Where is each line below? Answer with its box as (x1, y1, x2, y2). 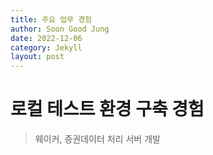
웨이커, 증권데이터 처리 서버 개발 (34, 133, 161, 145)
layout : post (10, 52, 65, 62)
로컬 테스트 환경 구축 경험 (10, 98, 205, 121)
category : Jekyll (10, 42, 83, 53)
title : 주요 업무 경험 (10, 14, 93, 25)
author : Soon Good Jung (10, 24, 110, 34)
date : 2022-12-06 (10, 33, 83, 43)
